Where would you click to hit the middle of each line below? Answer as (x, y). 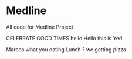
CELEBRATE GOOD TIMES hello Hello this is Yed (64, 38)
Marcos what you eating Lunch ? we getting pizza (66, 49)
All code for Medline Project (40, 27)
